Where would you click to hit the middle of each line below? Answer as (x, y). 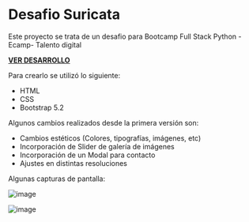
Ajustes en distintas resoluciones (74, 163)
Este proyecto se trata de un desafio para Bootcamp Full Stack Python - (125, 36)
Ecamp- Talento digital (45, 44)
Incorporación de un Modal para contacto (87, 155)
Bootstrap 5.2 (42, 107)
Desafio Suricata (64, 15)
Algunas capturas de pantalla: (57, 179)
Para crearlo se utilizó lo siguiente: (64, 75)
